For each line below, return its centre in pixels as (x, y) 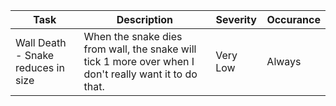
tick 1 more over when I (139, 61)
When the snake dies (133, 36)
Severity (236, 19)
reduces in (40, 67)
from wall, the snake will (140, 49)
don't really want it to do (140, 74)
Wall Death (41, 42)
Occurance (293, 19)
